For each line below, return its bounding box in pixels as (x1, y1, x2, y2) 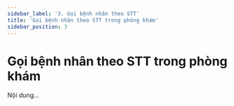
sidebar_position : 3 (7, 23, 68, 30)
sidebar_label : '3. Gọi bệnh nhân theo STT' (7, 10, 140, 17)
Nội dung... (7, 91, 40, 100)
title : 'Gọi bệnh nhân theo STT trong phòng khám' (7, 17, 159, 24)
